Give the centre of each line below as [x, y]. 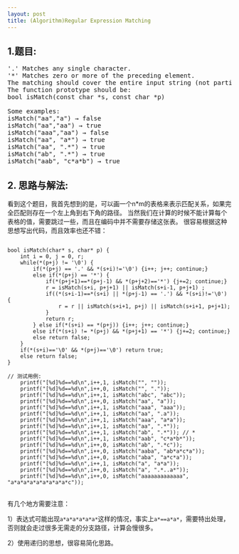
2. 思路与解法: [38, 185]
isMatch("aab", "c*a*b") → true [64, 161]
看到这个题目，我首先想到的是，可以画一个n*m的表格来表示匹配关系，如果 [116, 204]
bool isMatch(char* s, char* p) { [59, 250]
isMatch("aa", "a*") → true [56, 140]
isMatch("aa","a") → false [54, 119]
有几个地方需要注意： [38, 504]
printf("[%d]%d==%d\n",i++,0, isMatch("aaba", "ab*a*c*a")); [112, 451]
